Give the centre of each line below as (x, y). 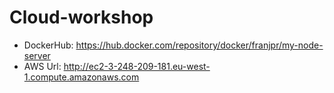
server (37, 55)
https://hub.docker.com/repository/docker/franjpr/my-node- (199, 45)
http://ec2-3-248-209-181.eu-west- (137, 66)
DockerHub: (48, 45)
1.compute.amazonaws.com (81, 77)
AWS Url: (42, 66)
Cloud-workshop (81, 17)
